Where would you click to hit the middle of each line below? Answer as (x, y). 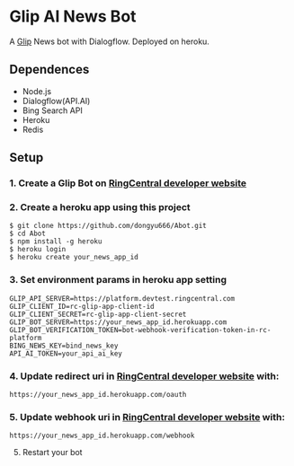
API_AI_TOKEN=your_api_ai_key (66, 353)
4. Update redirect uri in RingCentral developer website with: (144, 376)
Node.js (37, 91)
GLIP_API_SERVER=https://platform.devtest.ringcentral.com (122, 298)
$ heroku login (38, 250)
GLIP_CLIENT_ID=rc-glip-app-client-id (82, 306)
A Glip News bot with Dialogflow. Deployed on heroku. (109, 41)
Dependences (49, 70)
